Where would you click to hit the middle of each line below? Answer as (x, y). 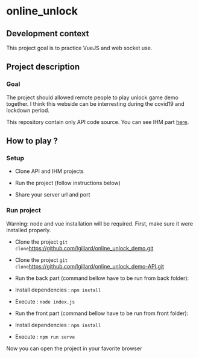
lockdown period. (28, 110)
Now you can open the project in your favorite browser (74, 348)
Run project (24, 210)
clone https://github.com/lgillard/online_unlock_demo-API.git (90, 266)
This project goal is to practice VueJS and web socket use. (79, 48)
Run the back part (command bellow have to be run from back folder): (102, 278)
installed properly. (29, 230)
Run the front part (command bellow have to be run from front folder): (102, 313)
